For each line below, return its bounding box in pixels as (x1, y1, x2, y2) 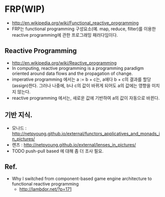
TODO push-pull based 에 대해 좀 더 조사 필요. (11, 148, 104, 154)
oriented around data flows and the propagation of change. (11, 70, 133, 76)
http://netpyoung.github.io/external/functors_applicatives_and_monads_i (11, 131, 160, 136)
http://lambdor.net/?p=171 (19, 186, 72, 192)
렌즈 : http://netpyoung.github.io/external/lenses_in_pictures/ (11, 141, 136, 147)
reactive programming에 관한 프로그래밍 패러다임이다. (11, 32, 118, 38)
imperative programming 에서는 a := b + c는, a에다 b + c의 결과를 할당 (11, 76, 152, 82)
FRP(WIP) (4, 3, 45, 15)
